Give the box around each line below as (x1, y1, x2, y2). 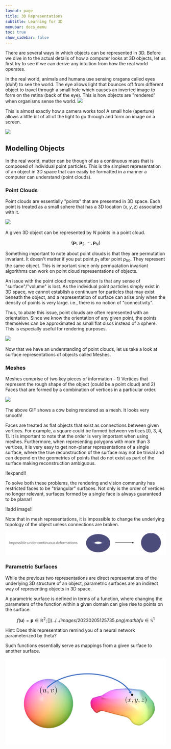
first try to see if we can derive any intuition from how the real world (5, 61, 148, 66)
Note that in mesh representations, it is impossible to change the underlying (5, 516, 165, 522)
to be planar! (5, 496, 32, 502)
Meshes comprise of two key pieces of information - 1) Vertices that (5, 376, 148, 382)
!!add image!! (5, 506, 33, 512)
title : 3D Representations (5, 13, 63, 19)
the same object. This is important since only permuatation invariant (5, 263, 149, 269)
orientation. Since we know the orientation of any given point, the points (5, 315, 157, 321)
